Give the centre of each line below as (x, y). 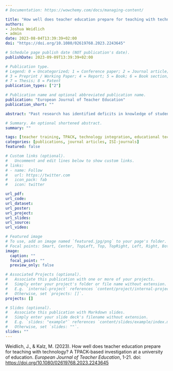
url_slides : (18, 218)
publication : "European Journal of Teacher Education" (65, 100)
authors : (15, 24)
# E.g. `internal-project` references (49, 289)
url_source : (18, 222)
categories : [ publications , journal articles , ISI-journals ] (72, 142)
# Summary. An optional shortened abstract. (54, 123)
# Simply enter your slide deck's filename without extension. (77, 317)
